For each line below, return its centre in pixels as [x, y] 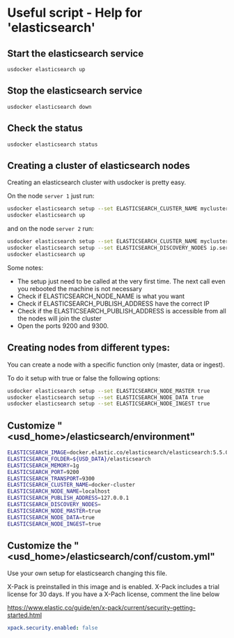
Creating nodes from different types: [89, 348]
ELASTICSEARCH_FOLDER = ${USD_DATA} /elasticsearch [79, 459]
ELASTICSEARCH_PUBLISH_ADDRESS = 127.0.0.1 [68, 498]
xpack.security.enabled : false [53, 628]
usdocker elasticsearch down [49, 107]
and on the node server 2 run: [50, 229]
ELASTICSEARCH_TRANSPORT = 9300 [51, 478]
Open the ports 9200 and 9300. [63, 325]
